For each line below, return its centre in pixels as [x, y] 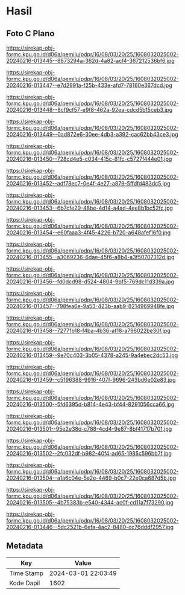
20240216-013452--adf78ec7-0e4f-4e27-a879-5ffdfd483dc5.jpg [88, 183]
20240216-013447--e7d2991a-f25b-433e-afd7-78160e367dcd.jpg [89, 85]
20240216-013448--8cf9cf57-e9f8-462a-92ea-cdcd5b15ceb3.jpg [89, 110]
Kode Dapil [25, 583]
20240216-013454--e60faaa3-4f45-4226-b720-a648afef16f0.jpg [89, 233]
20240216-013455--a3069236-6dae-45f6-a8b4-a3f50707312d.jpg [90, 257]
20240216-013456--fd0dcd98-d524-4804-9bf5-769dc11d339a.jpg [90, 281]
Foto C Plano [30, 34]
